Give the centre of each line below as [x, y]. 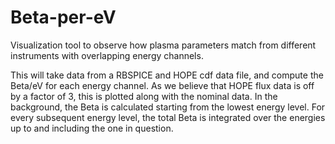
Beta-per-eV [63, 17]
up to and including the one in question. [92, 128]
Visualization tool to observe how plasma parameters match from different [163, 45]
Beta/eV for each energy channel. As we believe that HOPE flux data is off [162, 85]
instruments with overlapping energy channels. [107, 55]
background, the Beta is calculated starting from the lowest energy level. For [168, 107]
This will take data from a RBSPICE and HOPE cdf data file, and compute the [167, 75]
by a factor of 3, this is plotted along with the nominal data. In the [144, 96]
